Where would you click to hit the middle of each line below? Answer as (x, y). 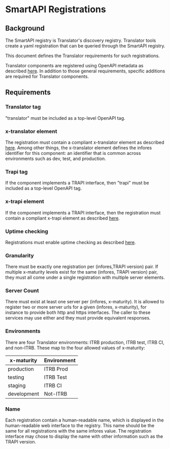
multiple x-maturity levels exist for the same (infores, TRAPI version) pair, (82, 272)
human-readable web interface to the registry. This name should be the (80, 426)
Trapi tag (16, 172)
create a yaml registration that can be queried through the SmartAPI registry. (85, 46)
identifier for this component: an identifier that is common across (73, 153)
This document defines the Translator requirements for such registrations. (82, 56)
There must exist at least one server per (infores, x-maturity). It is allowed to (85, 302)
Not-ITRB (56, 393)
